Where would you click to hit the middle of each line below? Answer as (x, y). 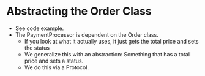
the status (37, 48)
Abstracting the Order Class (79, 11)
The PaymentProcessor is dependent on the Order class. (87, 34)
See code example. (39, 28)
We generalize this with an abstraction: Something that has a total (107, 54)
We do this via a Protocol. (57, 67)
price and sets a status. (54, 61)
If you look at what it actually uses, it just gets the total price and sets (111, 41)
